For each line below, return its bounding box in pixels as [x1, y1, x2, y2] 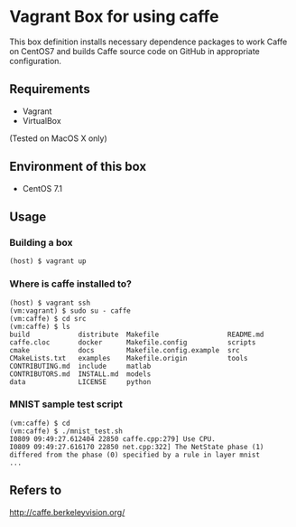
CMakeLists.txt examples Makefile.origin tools [9, 353, 248, 362]
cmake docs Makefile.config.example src [9, 345, 241, 354]
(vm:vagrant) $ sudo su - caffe [9, 306, 131, 315]
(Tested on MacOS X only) [9, 133, 108, 144]
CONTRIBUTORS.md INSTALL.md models [9, 369, 152, 379]
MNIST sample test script [9, 398, 124, 410]
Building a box [9, 236, 73, 249]
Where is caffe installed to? [9, 278, 133, 290]
